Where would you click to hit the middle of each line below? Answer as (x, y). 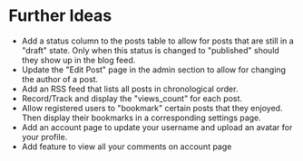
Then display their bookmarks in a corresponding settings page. (142, 118)
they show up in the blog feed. (78, 60)
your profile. (44, 137)
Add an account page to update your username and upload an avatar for (157, 127)
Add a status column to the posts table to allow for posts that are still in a (157, 41)
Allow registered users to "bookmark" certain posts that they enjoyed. (152, 108)
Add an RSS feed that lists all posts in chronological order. (130, 89)
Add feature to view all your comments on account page (127, 147)
